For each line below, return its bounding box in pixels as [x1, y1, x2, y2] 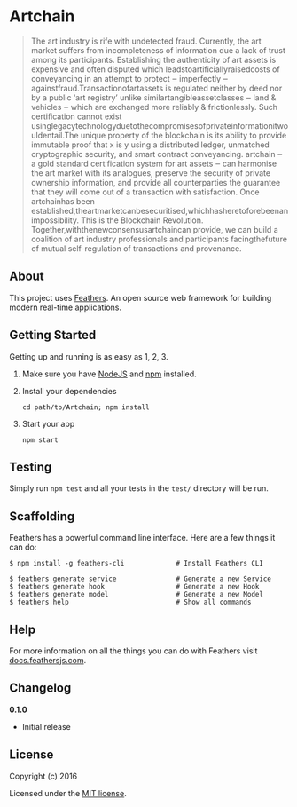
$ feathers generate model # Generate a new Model [9, 590, 264, 599]
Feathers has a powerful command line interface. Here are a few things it [9, 533, 276, 543]
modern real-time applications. [9, 302, 122, 313]
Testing [9, 459, 52, 474]
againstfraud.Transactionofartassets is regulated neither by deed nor [30, 83, 283, 93]
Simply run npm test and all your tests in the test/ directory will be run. [9, 483, 269, 494]
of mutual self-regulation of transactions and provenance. [30, 242, 242, 254]
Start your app [21, 418, 75, 429]
